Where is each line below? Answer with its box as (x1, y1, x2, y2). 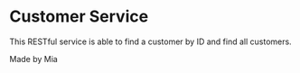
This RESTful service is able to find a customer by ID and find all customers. (9, 36, 292, 47)
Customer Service (9, 6, 149, 27)
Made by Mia (9, 53, 59, 64)
